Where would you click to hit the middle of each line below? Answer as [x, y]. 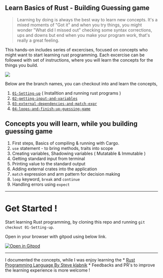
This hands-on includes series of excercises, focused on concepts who [76, 49]
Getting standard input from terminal [49, 158]
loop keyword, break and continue [46, 179]
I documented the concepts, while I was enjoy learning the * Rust [70, 260]
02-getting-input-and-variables [45, 98]
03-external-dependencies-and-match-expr [54, 104]
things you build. [22, 65]
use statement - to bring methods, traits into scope [62, 148]
